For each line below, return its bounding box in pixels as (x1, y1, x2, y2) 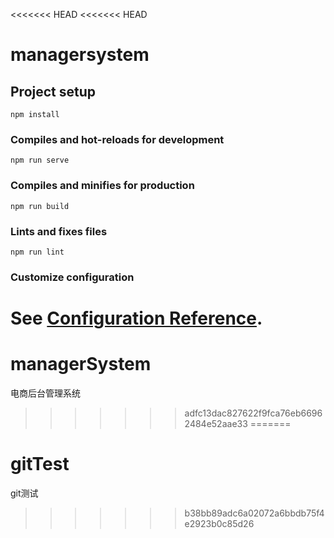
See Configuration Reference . (10, 307, 263, 329)
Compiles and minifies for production (10, 179, 195, 193)
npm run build (10, 201, 70, 211)
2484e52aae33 (184, 417, 248, 429)
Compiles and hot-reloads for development (10, 132, 225, 146)
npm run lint (10, 247, 65, 257)
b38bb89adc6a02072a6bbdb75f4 (184, 507, 325, 519)
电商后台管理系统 (10, 387, 81, 399)
